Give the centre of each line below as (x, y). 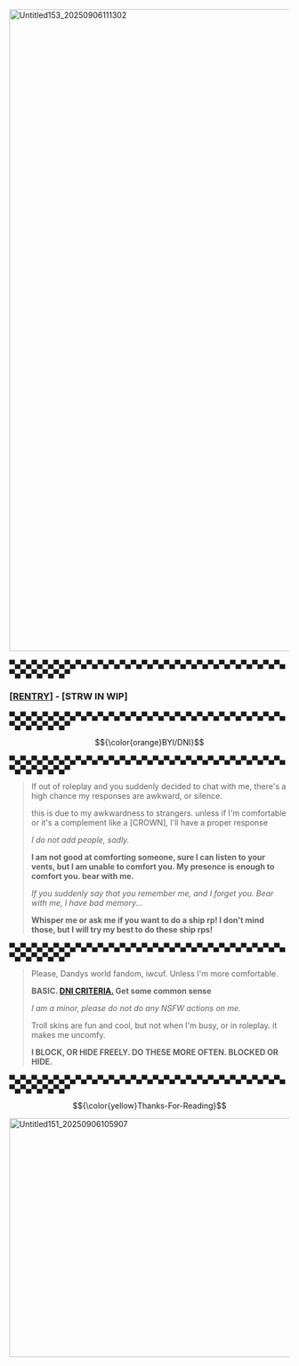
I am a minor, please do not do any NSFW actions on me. (136, 1008)
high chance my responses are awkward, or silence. (126, 796)
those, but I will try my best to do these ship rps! (122, 930)
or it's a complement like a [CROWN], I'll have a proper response (149, 823)
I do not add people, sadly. (80, 840)
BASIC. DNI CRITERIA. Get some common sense (121, 991)
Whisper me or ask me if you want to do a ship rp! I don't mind (147, 920)
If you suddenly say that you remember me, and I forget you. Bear (152, 893)
